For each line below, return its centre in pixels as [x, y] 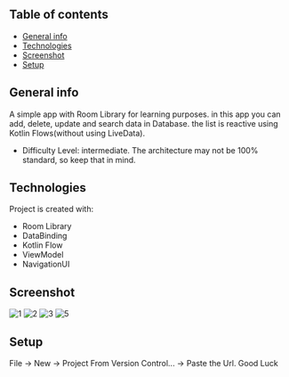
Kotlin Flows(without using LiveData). [77, 133]
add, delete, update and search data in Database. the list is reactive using [144, 123]
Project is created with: [52, 209]
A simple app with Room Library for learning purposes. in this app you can [145, 114]
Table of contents [59, 15]
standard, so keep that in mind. [79, 160]
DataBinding [44, 236]
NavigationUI [46, 264]
